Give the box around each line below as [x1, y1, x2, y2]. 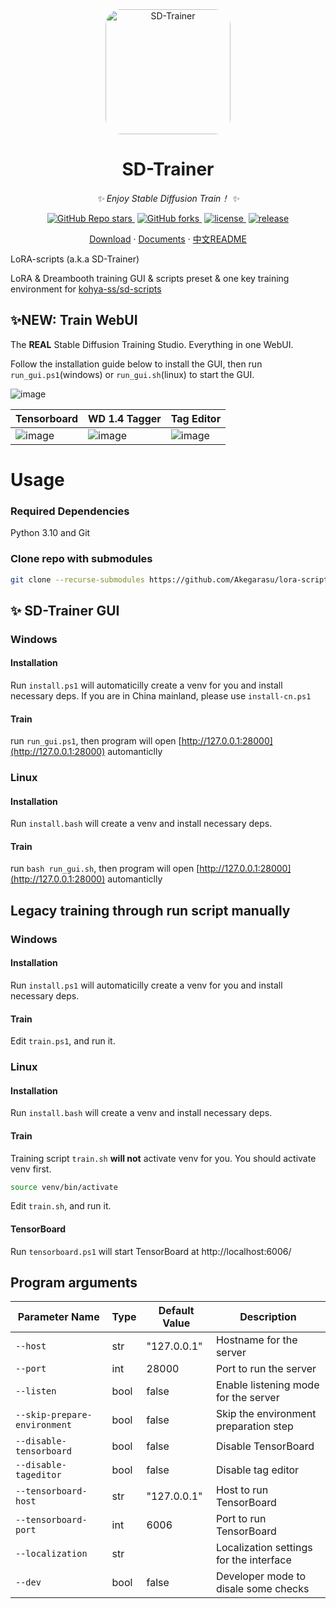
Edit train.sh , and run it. [10, 1200, 112, 1212]
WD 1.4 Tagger [88, 411, 162, 425]
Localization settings [215, 1541, 313, 1555]
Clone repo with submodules [10, 552, 153, 566]
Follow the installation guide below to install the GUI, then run [10, 358, 263, 370]
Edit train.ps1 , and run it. [10, 1035, 116, 1047]
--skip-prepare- [15, 1409, 93, 1421]
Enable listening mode [215, 1378, 320, 1392]
